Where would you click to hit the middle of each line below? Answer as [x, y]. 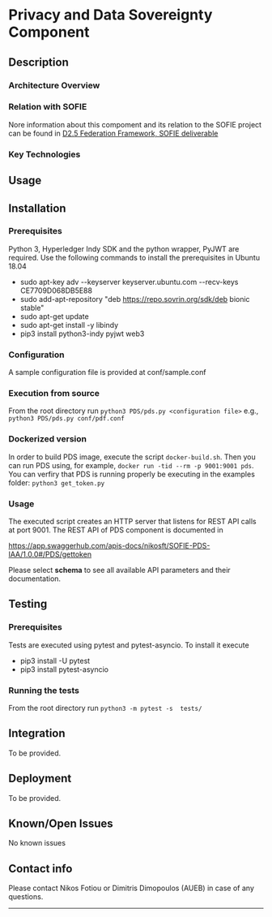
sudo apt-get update [54, 316]
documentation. [35, 579]
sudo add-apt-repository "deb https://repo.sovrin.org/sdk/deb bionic [135, 299]
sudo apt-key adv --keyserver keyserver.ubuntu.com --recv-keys [129, 282]
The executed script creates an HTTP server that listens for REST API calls [132, 521]
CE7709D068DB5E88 [56, 291]
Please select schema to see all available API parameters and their [119, 570]
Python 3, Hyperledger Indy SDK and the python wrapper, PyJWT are [124, 248]
